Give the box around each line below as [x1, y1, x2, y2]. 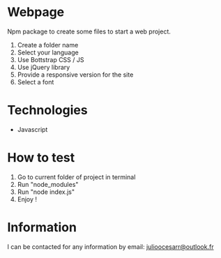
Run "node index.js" [17, 188, 75, 196]
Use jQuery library [17, 63, 70, 71]
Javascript [17, 125, 48, 133]
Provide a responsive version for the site [17, 70, 134, 79]
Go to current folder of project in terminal [17, 172, 136, 181]
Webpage [7, 4, 65, 20]
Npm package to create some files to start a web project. [7, 27, 171, 36]
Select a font [17, 77, 54, 86]
